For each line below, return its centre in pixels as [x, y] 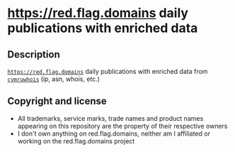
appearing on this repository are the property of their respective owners [122, 126]
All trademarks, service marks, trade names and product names [110, 118]
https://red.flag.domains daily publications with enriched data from [108, 71]
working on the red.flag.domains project [76, 141]
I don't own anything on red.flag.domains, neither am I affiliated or [114, 134]
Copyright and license [57, 101]
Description [34, 54]
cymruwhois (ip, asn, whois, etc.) [54, 79]
